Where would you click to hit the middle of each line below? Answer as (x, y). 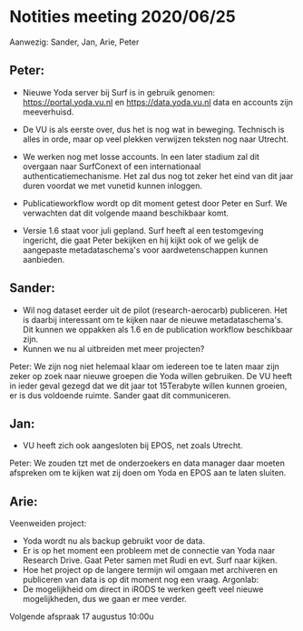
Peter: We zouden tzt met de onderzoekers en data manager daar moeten (147, 463)
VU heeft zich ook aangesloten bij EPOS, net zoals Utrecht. (132, 446)
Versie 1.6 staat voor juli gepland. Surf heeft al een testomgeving (143, 230)
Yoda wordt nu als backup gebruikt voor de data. (114, 541)
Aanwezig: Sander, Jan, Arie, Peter (74, 42)
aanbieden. (44, 259)
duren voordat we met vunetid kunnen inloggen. (112, 185)
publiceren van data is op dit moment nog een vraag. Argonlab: (141, 580)
